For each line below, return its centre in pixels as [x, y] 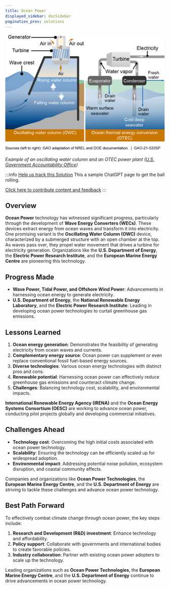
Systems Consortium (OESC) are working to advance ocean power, [76, 408]
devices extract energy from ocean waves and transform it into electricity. [82, 229]
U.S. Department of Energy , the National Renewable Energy [76, 300]
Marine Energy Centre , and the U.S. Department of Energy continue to [80, 575]
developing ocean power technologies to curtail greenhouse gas [80, 311]
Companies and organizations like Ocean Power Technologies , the [75, 479]
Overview [21, 206]
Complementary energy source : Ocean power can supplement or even [87, 355]
